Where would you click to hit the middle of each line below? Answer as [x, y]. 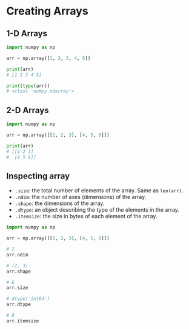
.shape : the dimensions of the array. [60, 203]
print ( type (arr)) [28, 86]
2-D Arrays [28, 110]
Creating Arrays [48, 11]
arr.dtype [19, 305]
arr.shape [19, 271]
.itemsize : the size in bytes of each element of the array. [86, 217]
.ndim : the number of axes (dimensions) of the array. [81, 197]
